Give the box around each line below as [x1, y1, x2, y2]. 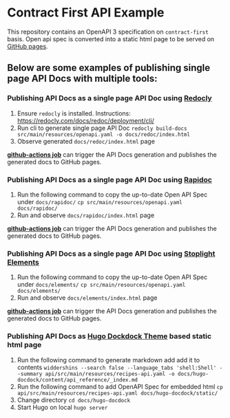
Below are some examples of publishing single [7, 62, 211, 74]
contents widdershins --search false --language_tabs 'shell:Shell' [17, 363, 217, 371]
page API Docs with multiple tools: [7, 73, 158, 85]
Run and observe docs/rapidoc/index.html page [17, 211, 155, 219]
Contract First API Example [7, 5, 165, 21]
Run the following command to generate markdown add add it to [17, 355, 200, 364]
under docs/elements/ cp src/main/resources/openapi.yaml [17, 280, 186, 289]
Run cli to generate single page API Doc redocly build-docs [17, 124, 187, 132]
